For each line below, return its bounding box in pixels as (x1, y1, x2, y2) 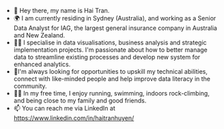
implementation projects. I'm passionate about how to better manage (13, 46, 208, 54)
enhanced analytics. (13, 60, 71, 68)
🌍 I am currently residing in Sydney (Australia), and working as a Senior (13, 14, 216, 22)
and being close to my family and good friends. (13, 96, 147, 104)
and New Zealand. (13, 31, 66, 39)
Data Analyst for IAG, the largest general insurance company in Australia (13, 24, 217, 32)
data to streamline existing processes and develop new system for (13, 53, 201, 61)
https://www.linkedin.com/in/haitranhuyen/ (13, 114, 135, 122)
